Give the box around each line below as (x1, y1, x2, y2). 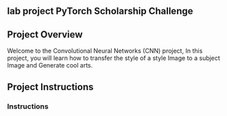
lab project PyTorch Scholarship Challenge (7, 5, 193, 17)
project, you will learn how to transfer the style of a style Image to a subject (7, 54, 221, 62)
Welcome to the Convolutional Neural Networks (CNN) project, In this (7, 47, 203, 55)
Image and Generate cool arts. (7, 61, 93, 70)
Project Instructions (7, 81, 94, 93)
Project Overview (7, 29, 83, 40)
